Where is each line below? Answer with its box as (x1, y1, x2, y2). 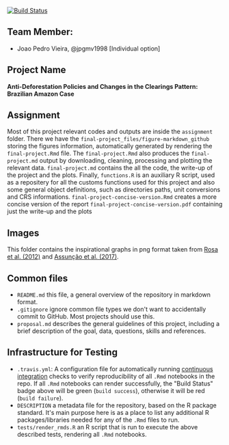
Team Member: (7, 26, 73, 38)
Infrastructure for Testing (7, 347, 118, 358)
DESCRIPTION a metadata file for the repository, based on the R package (16, 401, 217, 409)
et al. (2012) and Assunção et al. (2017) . (7, 253, 119, 261)
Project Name (7, 64, 66, 76)
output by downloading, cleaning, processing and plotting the (39, 157, 213, 165)
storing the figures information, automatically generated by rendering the (7, 142, 213, 150)
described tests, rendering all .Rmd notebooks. (16, 430, 147, 438)
